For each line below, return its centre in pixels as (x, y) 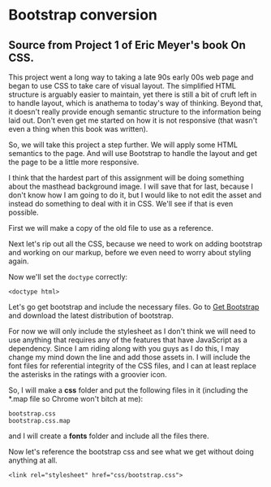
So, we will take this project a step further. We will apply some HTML (123, 145)
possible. (24, 212)
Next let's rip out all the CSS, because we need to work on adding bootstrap (135, 244)
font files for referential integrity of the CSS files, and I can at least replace (133, 366)
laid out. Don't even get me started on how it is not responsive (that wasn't (133, 120)
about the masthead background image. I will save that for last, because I (131, 186)
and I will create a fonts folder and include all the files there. (109, 436)
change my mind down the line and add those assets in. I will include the (129, 357)
